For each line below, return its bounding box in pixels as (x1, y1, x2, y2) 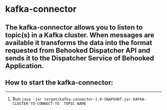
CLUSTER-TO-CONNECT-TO (12, 101, 60, 107)
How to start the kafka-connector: (5, 78, 113, 87)
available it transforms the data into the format (5, 38, 153, 47)
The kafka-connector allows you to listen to (5, 23, 143, 32)
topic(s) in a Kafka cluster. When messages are (5, 31, 155, 39)
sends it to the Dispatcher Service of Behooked (5, 54, 154, 62)
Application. (5, 62, 44, 70)
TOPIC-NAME (64, 101, 86, 107)
